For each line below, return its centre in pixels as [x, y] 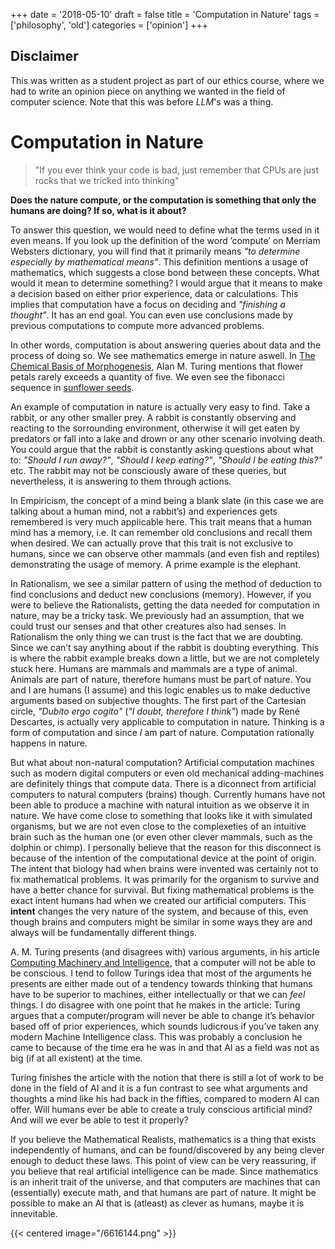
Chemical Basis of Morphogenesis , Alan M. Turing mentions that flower [157, 366]
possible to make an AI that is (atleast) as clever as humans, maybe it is [157, 1203]
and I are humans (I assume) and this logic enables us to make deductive [160, 690]
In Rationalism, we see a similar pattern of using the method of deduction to [166, 583]
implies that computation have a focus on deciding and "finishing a [148, 304]
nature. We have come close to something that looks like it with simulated [161, 815]
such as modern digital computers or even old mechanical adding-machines [167, 773]
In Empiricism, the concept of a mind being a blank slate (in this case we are [167, 500]
